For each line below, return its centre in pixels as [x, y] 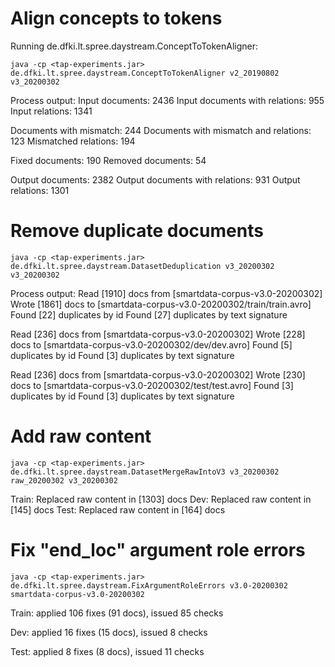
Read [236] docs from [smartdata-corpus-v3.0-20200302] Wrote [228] [158, 334]
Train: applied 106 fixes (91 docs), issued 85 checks [117, 613]
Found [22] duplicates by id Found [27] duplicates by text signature [149, 314]
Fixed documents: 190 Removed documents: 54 [108, 160]
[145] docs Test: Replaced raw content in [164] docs [118, 509]
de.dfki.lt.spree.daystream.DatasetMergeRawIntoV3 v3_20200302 [145, 472]
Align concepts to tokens [116, 18]
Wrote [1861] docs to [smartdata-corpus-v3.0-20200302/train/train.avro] [161, 304]
